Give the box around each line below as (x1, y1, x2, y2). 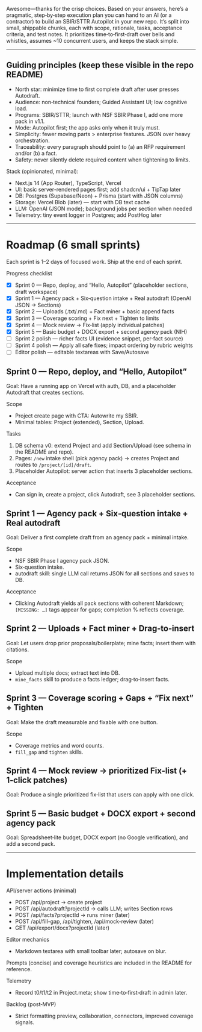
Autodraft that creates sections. (6, 389, 85, 396)
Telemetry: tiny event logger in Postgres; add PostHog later (14, 211, 162, 219)
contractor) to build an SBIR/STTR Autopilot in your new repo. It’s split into (6, 18, 189, 25)
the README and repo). (14, 448, 74, 455)
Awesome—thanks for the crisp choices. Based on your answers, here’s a (6, 5, 188, 12)
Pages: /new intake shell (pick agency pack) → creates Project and (14, 455, 179, 462)
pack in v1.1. (14, 117, 45, 125)
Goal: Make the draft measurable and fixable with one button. (6, 718, 158, 725)
